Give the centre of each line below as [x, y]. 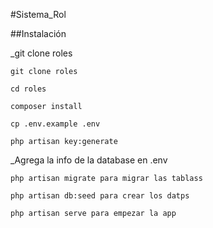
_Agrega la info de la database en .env [89, 160]
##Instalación [38, 33]
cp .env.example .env [55, 124]
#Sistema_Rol [38, 14]
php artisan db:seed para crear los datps [100, 196]
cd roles [28, 89]
